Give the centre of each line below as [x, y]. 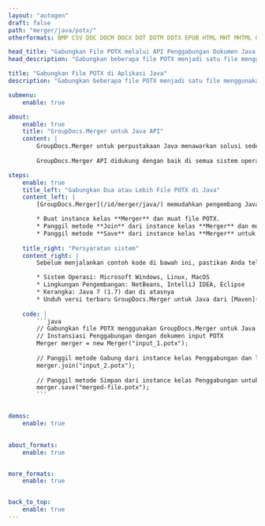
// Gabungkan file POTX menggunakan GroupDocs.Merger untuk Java [146, 329]
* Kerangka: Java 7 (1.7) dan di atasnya [106, 292]
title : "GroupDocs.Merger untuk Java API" [93, 131]
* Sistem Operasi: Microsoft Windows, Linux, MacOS [123, 278]
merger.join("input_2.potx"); [86, 365]
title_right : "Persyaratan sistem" [81, 248]
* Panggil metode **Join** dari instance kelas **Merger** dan [142, 226]
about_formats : [33, 445]
